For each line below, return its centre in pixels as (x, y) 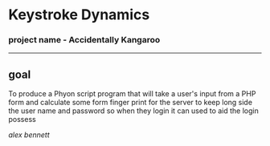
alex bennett (29, 135)
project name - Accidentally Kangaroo (84, 40)
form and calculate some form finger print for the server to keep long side (131, 103)
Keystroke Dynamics (79, 15)
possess (22, 120)
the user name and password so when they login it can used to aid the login (133, 111)
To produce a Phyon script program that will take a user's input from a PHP (132, 94)
